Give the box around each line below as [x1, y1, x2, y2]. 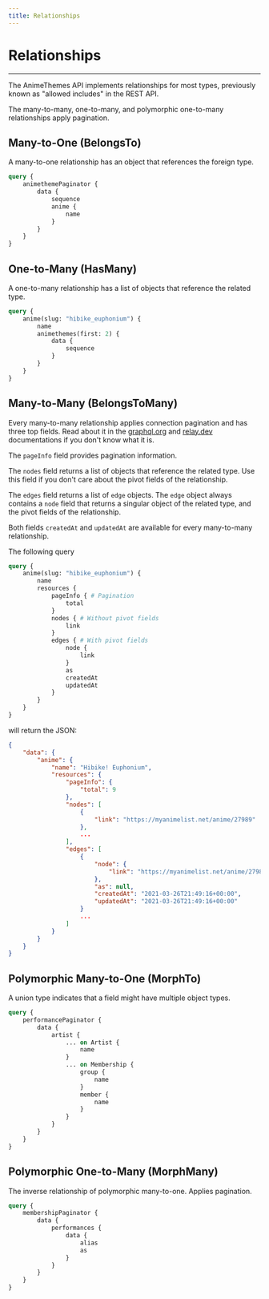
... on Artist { [65, 1039, 120, 1047]
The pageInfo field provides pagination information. [8, 450, 178, 460]
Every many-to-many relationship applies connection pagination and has [8, 418, 248, 427]
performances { [50, 1224, 102, 1232]
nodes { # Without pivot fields [50, 614, 159, 622]
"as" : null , [94, 882, 134, 890]
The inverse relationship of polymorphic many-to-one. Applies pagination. [8, 1186, 252, 1196]
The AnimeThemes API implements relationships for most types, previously [8, 80, 256, 90]
